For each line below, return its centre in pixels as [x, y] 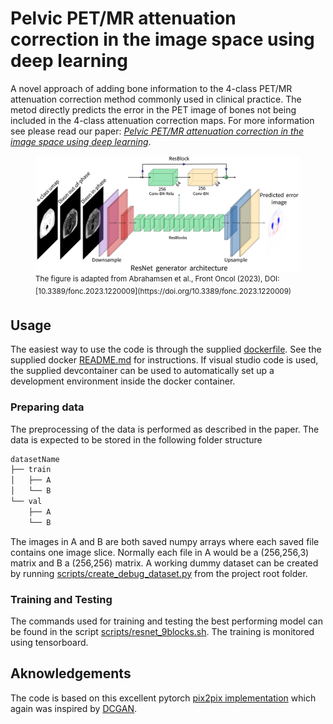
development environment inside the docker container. [123, 381]
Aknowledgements [71, 673]
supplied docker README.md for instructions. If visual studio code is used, [164, 360]
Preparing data [47, 407]
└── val [26, 502]
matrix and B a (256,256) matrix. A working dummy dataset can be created [164, 563]
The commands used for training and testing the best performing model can [166, 621]
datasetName [35, 459]
